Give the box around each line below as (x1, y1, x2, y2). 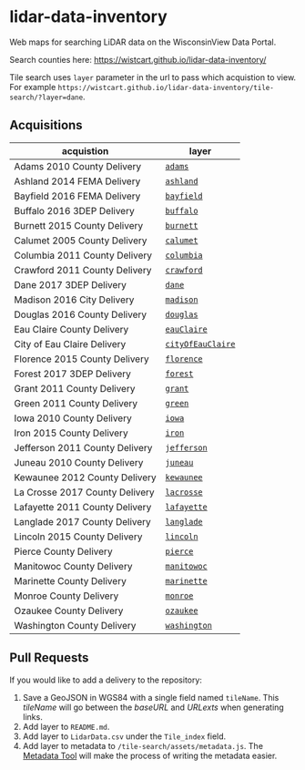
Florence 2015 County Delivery (14, 353, 149, 365)
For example (9, 81, 56, 92)
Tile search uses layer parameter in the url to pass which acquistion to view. (9, 71, 297, 83)
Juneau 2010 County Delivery (14, 456, 144, 468)
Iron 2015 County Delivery (14, 426, 129, 439)
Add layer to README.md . (22, 721, 110, 732)
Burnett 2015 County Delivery (14, 219, 144, 231)
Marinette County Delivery (14, 574, 127, 587)
